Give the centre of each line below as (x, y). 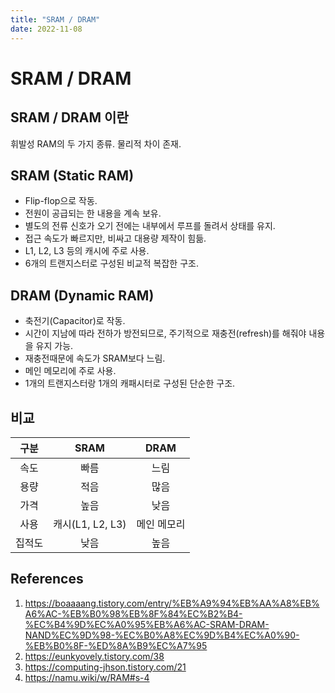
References (47, 579)
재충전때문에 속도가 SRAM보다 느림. (95, 358)
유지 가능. (54, 346)
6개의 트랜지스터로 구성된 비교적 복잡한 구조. (111, 263)
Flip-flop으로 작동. (61, 201)
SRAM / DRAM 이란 (69, 117)
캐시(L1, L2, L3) (90, 524)
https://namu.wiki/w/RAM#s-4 (87, 677)
